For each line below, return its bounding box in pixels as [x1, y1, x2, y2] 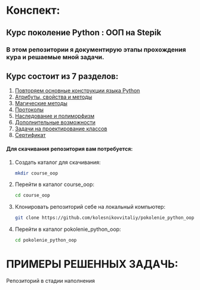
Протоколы [14, 106, 44, 114]
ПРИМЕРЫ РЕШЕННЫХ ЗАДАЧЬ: [6, 258, 179, 271]
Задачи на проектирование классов [14, 125, 107, 132]
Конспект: [6, 4, 60, 17]
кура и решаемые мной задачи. [6, 53, 104, 61]
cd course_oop [14, 193, 50, 199]
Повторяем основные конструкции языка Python [14, 87, 140, 94]
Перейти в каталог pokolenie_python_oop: [14, 225, 121, 233]
